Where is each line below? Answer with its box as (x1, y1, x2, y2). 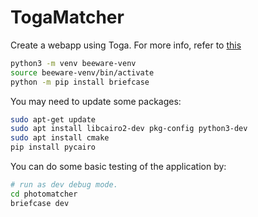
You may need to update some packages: (10, 95, 182, 107)
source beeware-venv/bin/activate (10, 67, 155, 78)
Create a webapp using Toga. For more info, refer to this (10, 39, 242, 51)
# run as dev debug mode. (10, 180, 118, 190)
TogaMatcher (10, 6, 125, 29)
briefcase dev (10, 198, 70, 208)
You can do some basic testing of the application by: (10, 161, 227, 173)
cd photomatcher (10, 189, 78, 199)
